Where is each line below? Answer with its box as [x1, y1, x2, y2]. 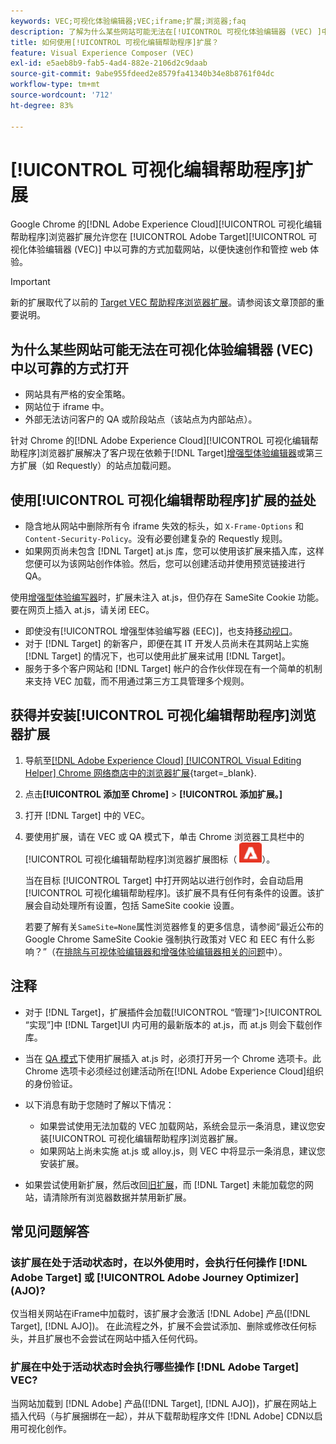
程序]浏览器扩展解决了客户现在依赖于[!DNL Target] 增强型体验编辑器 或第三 [18, 447, 324, 459]
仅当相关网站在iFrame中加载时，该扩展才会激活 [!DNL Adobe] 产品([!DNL [10, 1308, 311, 1320]
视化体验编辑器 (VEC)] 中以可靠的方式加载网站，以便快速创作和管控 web [10, 243, 308, 255]
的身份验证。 [24, 1077, 78, 1089]
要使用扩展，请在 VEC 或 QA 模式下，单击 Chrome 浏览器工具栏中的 [24, 830, 305, 842]
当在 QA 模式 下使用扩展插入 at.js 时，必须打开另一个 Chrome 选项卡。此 [24, 1052, 322, 1064]
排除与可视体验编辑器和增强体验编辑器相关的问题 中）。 [63, 945, 288, 957]
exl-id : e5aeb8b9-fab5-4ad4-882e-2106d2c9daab [10, 58, 208, 69]
